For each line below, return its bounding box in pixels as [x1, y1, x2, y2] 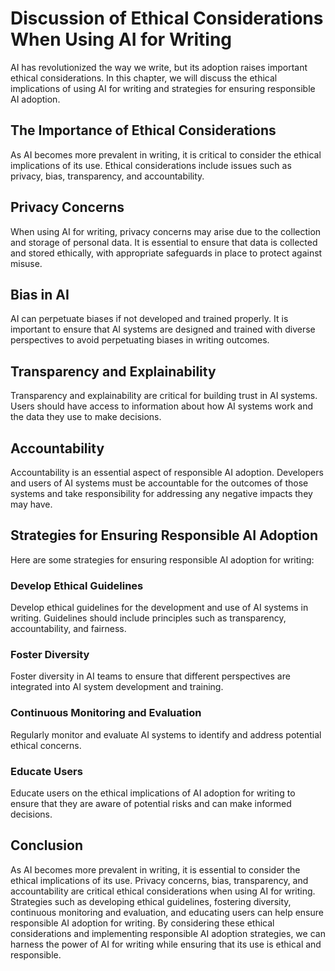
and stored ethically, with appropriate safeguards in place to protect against [10, 247, 323, 259]
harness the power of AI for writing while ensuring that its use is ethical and [10, 938, 322, 950]
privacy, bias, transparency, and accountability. [10, 170, 205, 182]
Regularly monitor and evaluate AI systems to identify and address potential [10, 728, 322, 741]
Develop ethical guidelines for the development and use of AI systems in [10, 602, 309, 614]
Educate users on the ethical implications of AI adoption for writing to [10, 787, 296, 799]
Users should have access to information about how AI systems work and [10, 400, 314, 412]
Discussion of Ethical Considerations [10, 7, 324, 30]
